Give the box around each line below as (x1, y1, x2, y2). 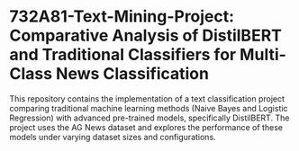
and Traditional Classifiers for (9, 45, 237, 65)
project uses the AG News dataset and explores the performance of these (9, 121, 284, 132)
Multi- (240, 45, 286, 65)
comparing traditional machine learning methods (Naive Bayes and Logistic (9, 102, 288, 113)
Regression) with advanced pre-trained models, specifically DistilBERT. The (9, 112, 290, 123)
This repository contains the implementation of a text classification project (9, 93, 285, 104)
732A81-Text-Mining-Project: (9, 6, 235, 27)
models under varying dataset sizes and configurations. (9, 131, 216, 142)
